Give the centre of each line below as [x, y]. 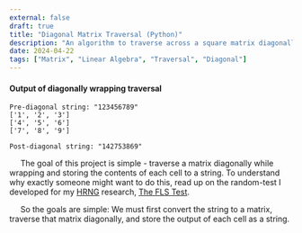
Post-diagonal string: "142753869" [76, 147]
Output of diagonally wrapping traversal [85, 88]
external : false [40, 18]
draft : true [31, 26]
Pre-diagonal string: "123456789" [74, 108]
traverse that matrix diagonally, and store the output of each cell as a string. [150, 219]
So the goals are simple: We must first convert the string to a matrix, [146, 210]
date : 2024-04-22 [42, 51]
